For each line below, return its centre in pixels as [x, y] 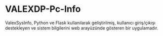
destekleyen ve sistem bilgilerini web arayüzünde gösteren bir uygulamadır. [82, 28]
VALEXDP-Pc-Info [43, 9]
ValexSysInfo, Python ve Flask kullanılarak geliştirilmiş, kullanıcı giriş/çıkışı [80, 23]
